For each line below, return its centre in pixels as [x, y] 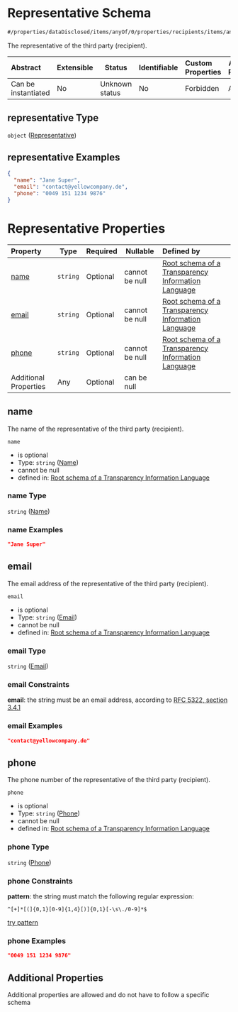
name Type [27, 496]
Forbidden [202, 88]
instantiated [30, 92]
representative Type [53, 118]
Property [26, 251]
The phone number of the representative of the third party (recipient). [109, 780]
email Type [27, 651]
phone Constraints [40, 881]
